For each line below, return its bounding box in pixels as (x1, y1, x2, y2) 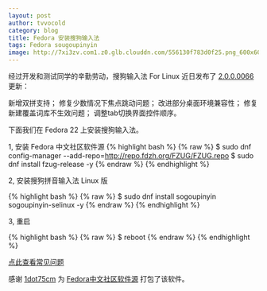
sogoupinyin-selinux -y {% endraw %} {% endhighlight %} (8, 200, 200, 209)
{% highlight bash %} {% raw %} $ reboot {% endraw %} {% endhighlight (8, 232, 250, 242)
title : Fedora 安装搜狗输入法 (8, 33, 100, 42)
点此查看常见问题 (8, 258, 64, 266)
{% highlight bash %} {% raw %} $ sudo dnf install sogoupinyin (8, 192, 217, 201)
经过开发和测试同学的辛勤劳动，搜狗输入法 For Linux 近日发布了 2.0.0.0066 (8, 72, 254, 80)
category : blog (8, 26, 59, 34)
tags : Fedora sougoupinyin (8, 41, 98, 49)
